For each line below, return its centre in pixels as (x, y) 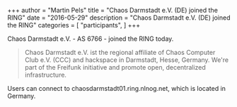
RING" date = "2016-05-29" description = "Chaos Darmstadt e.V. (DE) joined (119, 18)
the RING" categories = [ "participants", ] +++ (74, 25)
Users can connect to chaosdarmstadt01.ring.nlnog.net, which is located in (117, 88)
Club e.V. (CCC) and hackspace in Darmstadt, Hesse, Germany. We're (127, 60)
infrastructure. (46, 75)
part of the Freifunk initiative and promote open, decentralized (115, 67)
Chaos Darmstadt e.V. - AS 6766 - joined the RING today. (91, 39)
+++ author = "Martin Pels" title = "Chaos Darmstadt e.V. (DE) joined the (112, 10)
